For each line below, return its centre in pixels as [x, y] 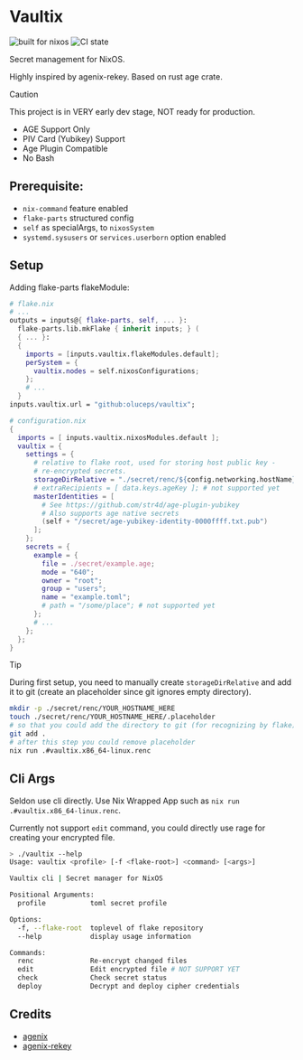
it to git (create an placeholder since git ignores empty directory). [130, 692]
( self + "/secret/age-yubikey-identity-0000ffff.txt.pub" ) [155, 521]
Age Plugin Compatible [65, 148]
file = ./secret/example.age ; [98, 563]
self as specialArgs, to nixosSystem [88, 227]
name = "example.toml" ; [86, 597]
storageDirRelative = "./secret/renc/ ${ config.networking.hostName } [165, 480]
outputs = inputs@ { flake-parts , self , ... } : [98, 321]
